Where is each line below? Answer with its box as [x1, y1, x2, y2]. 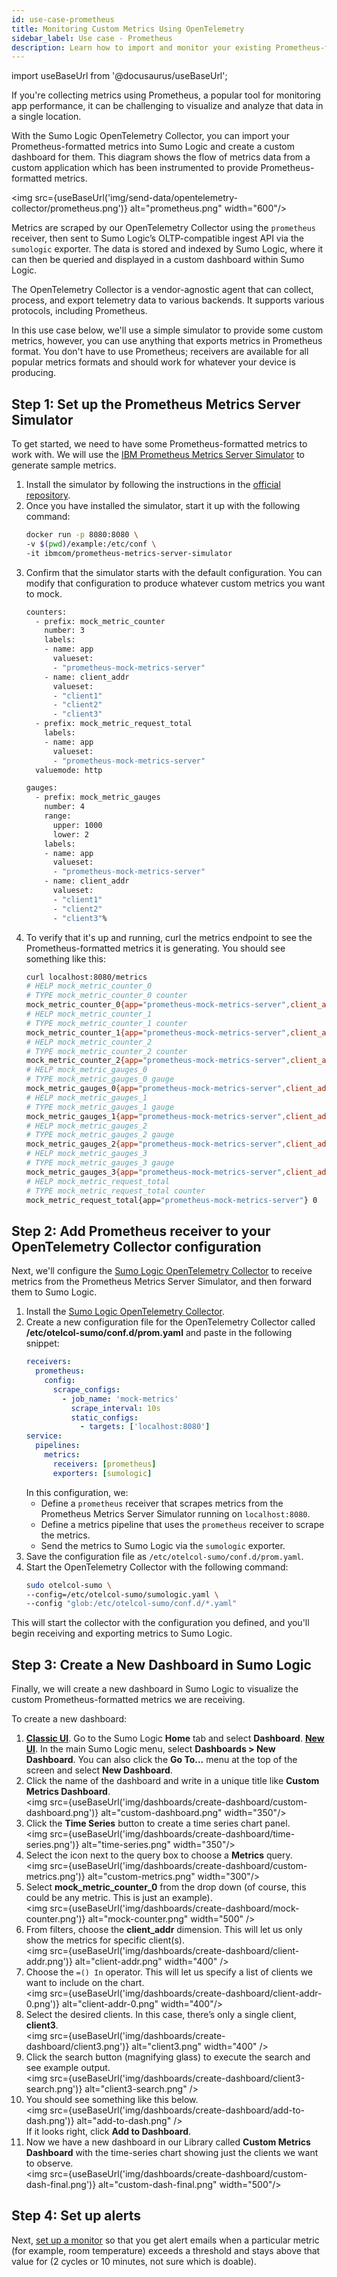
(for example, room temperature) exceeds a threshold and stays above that [11, 2244, 321, 2256]
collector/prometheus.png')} [11, 202, 128, 215]
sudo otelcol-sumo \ [25, 1580, 112, 1590]
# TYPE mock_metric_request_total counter [25, 1186, 206, 1196]
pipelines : [35, 1441, 81, 1451]
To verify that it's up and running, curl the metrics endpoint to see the [25, 931, 313, 943]
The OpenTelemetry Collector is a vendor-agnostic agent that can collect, [11, 284, 314, 296]
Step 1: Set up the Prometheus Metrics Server [11, 396, 301, 413]
